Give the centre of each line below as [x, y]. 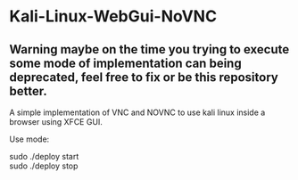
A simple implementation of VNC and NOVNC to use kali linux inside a [137, 112]
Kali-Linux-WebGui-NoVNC [113, 16]
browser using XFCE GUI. [56, 122]
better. [28, 91]
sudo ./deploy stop [44, 166]
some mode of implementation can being [126, 63]
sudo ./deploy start [44, 156]
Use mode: [29, 139]
